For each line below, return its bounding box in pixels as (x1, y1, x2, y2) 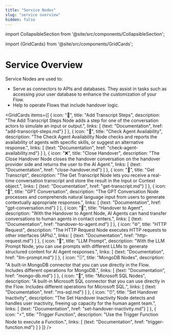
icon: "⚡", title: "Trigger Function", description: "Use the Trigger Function (5, 311, 159, 318)
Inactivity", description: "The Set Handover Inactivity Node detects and (5, 295, 155, 301)
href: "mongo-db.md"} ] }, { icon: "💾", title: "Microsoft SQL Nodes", (5, 273, 146, 279)
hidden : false (5, 17, 36, 22)
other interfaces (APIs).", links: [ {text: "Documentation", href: (5, 233, 134, 239)
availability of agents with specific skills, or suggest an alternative (5, 139, 144, 145)
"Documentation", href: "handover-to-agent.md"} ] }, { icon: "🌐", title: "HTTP (5, 221, 167, 227)
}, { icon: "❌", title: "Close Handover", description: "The (43, 150, 160, 156)
